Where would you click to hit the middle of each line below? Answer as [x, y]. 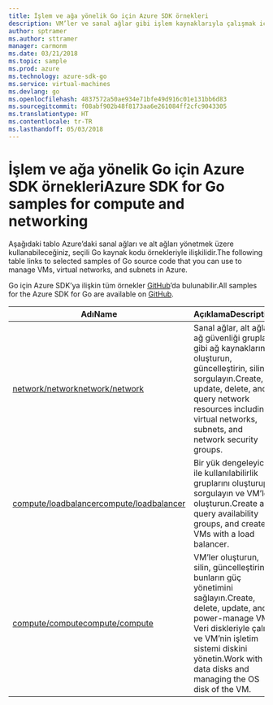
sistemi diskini [221, 648]
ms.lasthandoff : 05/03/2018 [56, 129]
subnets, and [219, 429]
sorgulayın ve [219, 493]
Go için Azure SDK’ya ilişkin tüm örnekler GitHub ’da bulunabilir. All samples [133, 285]
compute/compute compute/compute [83, 623]
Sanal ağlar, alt [222, 327]
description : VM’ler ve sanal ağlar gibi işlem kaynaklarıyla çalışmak [132, 24]
